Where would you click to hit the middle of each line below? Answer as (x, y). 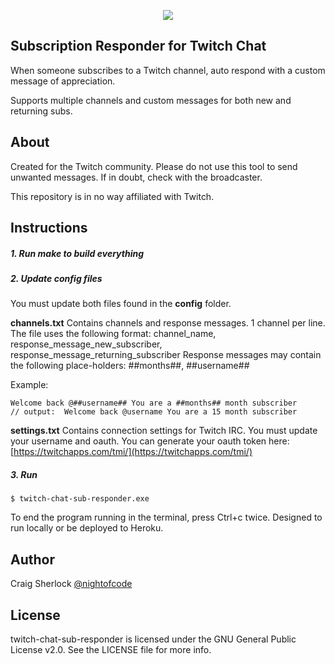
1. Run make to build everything (77, 253)
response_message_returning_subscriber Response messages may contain (166, 355)
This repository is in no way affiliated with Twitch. (112, 196)
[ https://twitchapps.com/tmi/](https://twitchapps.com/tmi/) (131, 452)
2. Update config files (56, 278)
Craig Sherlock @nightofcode (71, 584)
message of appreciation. (63, 81)
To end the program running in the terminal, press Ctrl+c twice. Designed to (166, 517)
